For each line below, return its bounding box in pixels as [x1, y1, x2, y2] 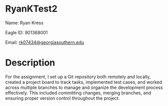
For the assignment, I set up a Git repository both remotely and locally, [5, 74, 151, 80]
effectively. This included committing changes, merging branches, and [5, 89, 151, 96]
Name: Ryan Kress [5, 20, 44, 26]
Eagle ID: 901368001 [5, 29, 48, 35]
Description [5, 57, 55, 69]
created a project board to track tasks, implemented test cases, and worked [5, 79, 162, 85]
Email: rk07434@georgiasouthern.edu [5, 39, 85, 45]
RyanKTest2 [5, 3, 58, 15]
